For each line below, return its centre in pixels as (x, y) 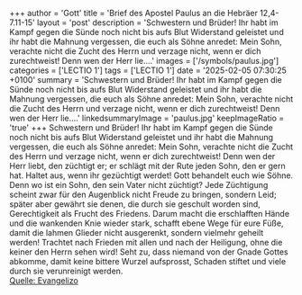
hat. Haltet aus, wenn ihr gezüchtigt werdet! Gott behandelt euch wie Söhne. (151, 175)
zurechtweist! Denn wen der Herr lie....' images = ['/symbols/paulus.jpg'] (144, 61)
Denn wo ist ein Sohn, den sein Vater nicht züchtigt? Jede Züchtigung (139, 185)
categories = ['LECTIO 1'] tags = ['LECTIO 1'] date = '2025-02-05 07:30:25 (148, 70)
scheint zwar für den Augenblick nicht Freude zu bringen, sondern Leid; (143, 194)
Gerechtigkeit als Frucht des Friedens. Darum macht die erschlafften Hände (150, 214)
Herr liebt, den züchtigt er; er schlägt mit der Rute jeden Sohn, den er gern (147, 166)
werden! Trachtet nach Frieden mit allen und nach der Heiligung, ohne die (146, 242)
